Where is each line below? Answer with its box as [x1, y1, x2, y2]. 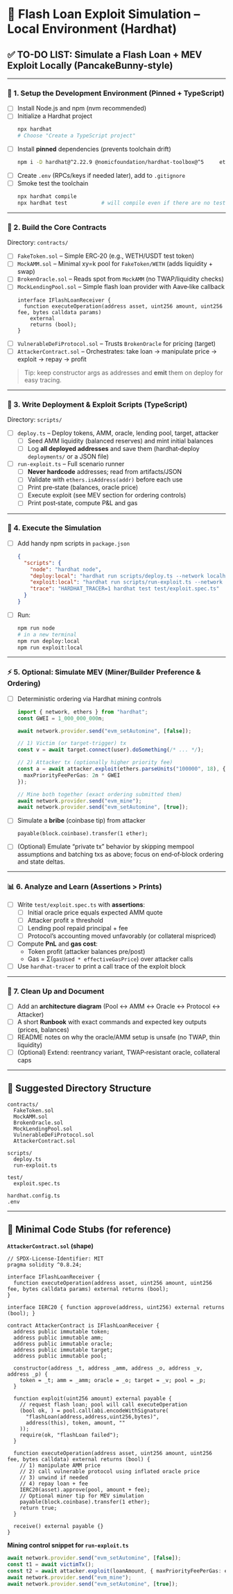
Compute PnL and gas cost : [17, 939, 98, 948]
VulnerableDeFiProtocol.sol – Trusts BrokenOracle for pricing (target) [17, 339, 216, 347]
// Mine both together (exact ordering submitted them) [17, 791, 182, 798]
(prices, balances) [17, 1025, 69, 1034]
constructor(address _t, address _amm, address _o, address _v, [13, 1365, 203, 1372]
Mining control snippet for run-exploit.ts [7, 1541, 129, 1550]
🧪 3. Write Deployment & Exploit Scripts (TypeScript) [7, 400, 188, 409]
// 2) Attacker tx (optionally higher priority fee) [17, 759, 173, 766]
